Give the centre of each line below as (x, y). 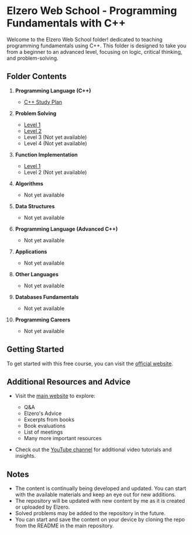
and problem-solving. (32, 58)
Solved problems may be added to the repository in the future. (90, 513)
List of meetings (43, 432)
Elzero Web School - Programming (92, 11)
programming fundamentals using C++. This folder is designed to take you (97, 46)
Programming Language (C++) (53, 90)
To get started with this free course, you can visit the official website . (90, 363)
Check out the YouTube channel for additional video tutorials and (93, 450)
